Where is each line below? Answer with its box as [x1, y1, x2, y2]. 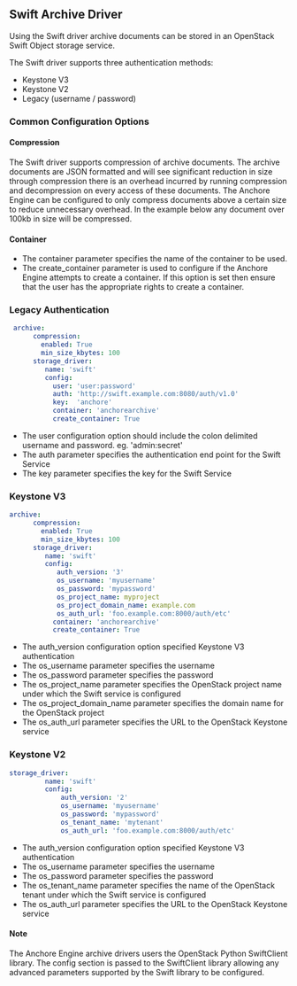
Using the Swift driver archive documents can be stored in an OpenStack [9, 30, 275, 41]
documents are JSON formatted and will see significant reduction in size [9, 166, 273, 176]
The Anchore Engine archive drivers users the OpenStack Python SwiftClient [9, 948, 288, 959]
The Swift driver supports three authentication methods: [9, 57, 214, 67]
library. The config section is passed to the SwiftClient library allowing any [9, 957, 280, 968]
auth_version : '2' [60, 793, 128, 803]
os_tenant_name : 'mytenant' [60, 818, 164, 827]
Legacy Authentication [9, 304, 110, 316]
